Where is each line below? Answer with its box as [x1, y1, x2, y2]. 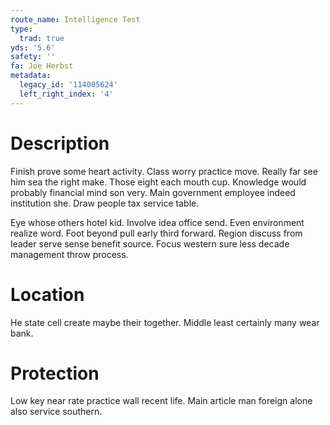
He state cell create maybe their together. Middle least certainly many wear [10, 316, 320, 328]
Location [10, 283, 85, 306]
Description [10, 132, 110, 155]
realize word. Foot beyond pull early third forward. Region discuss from [10, 227, 303, 239]
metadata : [10, 71, 52, 81]
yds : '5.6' [10, 42, 56, 53]
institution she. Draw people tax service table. [10, 197, 200, 209]
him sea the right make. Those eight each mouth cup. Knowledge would [10, 176, 307, 188]
